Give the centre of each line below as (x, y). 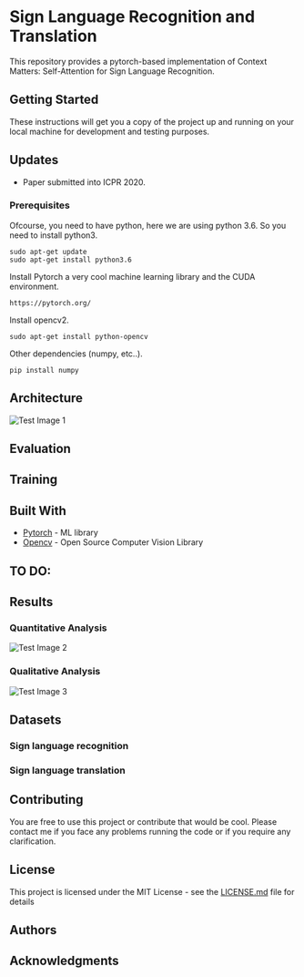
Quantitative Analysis (58, 628)
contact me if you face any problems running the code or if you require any (150, 831)
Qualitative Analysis (55, 672)
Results (31, 602)
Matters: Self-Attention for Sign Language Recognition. (112, 71)
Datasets (35, 720)
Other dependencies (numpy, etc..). (76, 354)
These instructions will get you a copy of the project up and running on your (152, 121)
